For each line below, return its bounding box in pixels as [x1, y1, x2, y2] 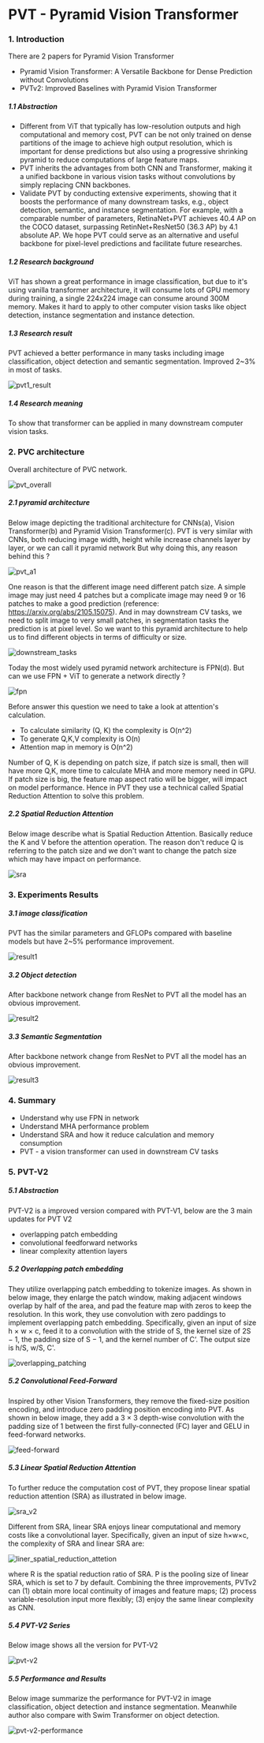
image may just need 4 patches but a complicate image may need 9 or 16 [8, 590, 246, 600]
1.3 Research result [8, 329, 73, 339]
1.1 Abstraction [8, 102, 58, 111]
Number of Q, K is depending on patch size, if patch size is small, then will [8, 757, 249, 767]
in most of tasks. [8, 365, 62, 375]
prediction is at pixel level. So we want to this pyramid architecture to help [8, 623, 248, 633]
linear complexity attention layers [19, 1246, 128, 1255]
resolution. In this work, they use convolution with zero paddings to [8, 1309, 226, 1318]
